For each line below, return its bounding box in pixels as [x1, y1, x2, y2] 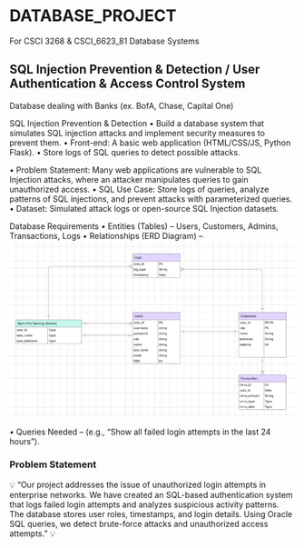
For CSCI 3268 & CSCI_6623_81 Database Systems [9, 35, 200, 46]
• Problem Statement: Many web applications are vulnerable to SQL [9, 164, 262, 175]
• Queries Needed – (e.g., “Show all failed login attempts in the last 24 [9, 426, 271, 437]
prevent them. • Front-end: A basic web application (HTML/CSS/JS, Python [9, 137, 291, 148]
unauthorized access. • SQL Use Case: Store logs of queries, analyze [9, 184, 270, 194]
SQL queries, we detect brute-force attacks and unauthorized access [9, 518, 269, 529]
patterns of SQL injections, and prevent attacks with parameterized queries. [9, 193, 293, 204]
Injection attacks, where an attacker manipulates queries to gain [9, 174, 249, 184]
